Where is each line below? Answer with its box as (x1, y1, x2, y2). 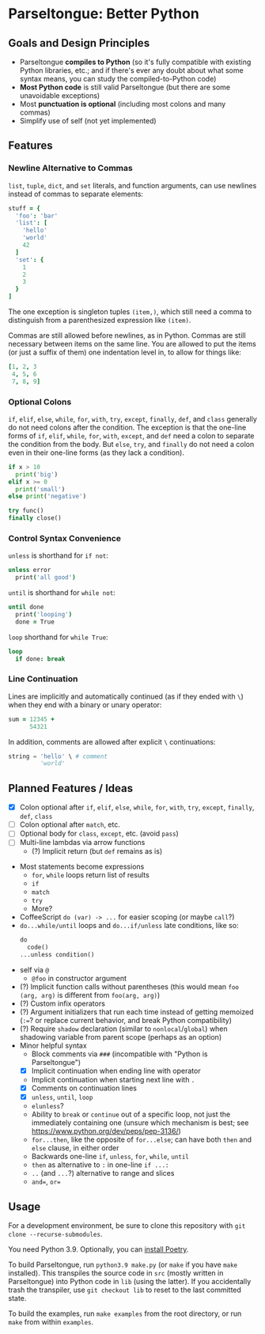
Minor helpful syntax (19, 1041, 87, 1051)
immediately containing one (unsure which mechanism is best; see (31, 1118, 249, 1127)
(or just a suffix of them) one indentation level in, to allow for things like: (8, 347, 241, 357)
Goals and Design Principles (8, 36, 150, 50)
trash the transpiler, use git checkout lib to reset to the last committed (8, 1285, 241, 1294)
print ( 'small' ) (15, 485, 66, 493)
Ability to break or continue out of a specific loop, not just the (31, 1109, 231, 1120)
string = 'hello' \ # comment (8, 752, 108, 760)
